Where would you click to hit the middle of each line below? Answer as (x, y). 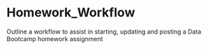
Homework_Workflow (71, 13)
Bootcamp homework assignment (55, 38)
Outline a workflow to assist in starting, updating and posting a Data (104, 32)
